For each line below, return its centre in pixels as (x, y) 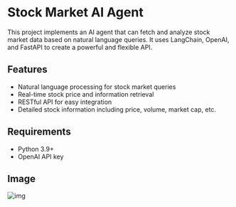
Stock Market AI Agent (75, 12)
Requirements (39, 132)
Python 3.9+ (36, 149)
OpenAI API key (41, 156)
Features (27, 69)
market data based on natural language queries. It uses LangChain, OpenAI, (118, 39)
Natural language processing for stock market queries (97, 87)
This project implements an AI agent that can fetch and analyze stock (109, 32)
